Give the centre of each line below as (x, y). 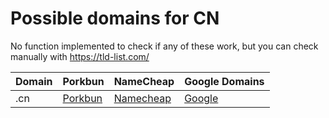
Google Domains (224, 81)
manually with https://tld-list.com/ (80, 56)
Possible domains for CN (115, 18)
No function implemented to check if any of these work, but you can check (164, 46)
